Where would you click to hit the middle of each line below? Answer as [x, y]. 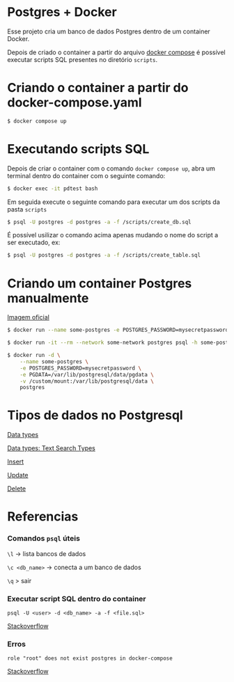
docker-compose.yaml [75, 103]
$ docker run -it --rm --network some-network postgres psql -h [102, 343]
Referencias [43, 517]
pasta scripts [27, 209]
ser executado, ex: [34, 243]
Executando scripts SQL [78, 149]
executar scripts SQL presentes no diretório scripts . [83, 59]
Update [18, 475]
